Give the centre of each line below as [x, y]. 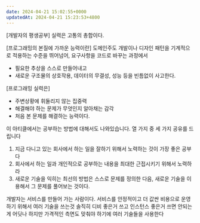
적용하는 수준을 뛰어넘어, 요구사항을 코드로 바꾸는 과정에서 [80, 55]
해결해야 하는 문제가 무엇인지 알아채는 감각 [64, 108]
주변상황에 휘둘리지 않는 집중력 [51, 101]
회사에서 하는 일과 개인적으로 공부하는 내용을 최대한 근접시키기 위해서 [95, 164]
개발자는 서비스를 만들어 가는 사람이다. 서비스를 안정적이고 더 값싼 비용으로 [93, 198]
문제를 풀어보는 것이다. [64, 186]
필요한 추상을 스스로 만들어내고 [51, 68]
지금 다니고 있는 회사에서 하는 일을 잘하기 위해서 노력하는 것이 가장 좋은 [98, 149]
